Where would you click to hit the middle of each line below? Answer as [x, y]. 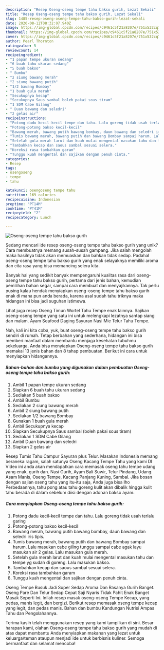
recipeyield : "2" [23, 213]
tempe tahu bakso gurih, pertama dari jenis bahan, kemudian [80, 280]
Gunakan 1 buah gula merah [40, 421]
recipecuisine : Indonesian [33, 199]
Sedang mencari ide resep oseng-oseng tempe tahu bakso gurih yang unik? [82, 245]
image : [12, 28]
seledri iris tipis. [28, 537]
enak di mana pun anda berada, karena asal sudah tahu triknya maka [74, 296]
